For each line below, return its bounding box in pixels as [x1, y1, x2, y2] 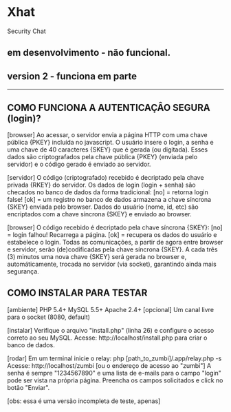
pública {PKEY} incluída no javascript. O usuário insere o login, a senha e [7, 138, 214, 146]
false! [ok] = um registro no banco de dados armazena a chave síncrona [7, 195, 212, 203]
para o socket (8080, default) [7, 313, 91, 321]
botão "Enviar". [7, 383, 50, 391]
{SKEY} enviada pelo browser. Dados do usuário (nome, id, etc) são [7, 203, 199, 211]
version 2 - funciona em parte [7, 70, 137, 82]
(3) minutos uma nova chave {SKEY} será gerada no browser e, [7, 252, 187, 260]
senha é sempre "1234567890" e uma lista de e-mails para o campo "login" [7, 369, 222, 377]
